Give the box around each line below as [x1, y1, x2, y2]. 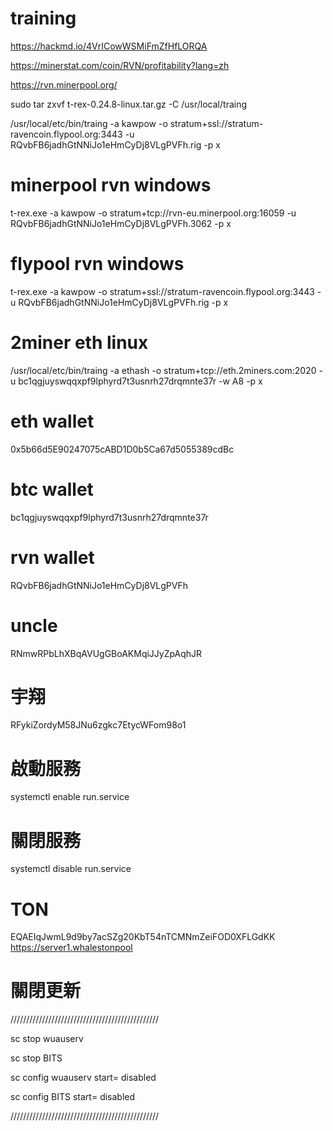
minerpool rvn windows [10, 174, 212, 197]
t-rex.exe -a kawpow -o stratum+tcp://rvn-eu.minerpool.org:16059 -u [10, 207, 297, 219]
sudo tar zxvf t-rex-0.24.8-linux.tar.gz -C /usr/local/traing [10, 98, 248, 110]
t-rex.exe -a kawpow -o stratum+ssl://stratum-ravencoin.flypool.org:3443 [10, 285, 315, 297]
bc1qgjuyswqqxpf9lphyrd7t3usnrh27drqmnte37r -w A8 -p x [18, 375, 263, 387]
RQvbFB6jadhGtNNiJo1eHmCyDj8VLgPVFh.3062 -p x [10, 217, 232, 229]
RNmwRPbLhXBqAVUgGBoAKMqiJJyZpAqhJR [10, 647, 203, 659]
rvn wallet [10, 546, 95, 569]
